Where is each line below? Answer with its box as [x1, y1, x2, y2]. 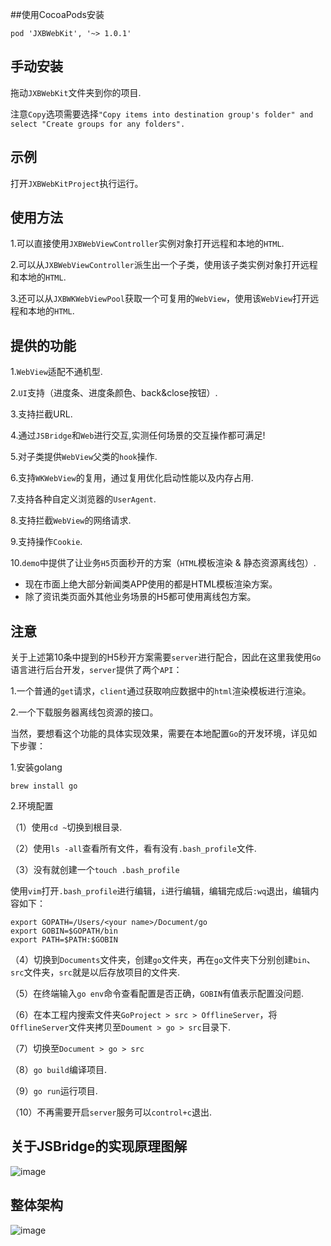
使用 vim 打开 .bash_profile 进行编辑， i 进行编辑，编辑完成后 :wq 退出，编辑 [10, 885, 311, 897]
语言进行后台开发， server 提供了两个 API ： [10, 664, 183, 676]
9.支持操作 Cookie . [10, 536, 83, 548]
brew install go [10, 781, 78, 792]
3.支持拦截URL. [10, 408, 73, 420]
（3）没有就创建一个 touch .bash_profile [10, 864, 180, 876]
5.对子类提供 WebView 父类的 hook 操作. [10, 451, 158, 463]
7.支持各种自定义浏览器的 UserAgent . [10, 493, 157, 505]
